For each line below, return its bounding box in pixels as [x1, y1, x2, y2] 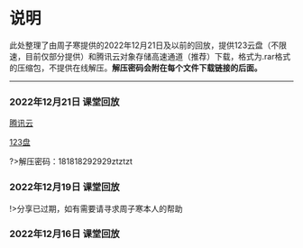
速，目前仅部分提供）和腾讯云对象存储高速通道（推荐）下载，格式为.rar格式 [9, 51, 291, 61]
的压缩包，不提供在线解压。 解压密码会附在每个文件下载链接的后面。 [9, 62, 262, 73]
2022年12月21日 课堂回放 [9, 96, 120, 108]
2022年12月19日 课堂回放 [9, 181, 120, 194]
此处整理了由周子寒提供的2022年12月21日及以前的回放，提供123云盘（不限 [9, 40, 287, 51]
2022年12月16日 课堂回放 [9, 227, 120, 240]
